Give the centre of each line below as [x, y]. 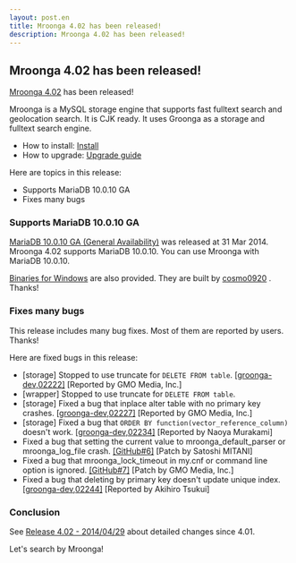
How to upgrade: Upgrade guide [82, 155]
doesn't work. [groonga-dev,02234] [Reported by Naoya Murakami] [147, 431]
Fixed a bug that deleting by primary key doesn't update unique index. [151, 479]
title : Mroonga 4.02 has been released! [86, 26]
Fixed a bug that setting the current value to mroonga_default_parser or [154, 441]
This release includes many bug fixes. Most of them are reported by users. [147, 330]
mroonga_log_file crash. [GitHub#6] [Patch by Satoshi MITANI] [137, 451]
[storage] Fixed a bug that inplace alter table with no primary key [141, 403]
